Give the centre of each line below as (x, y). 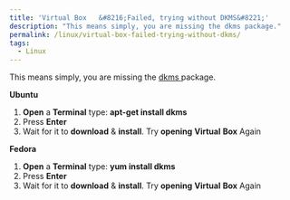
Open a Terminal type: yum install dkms (99, 167)
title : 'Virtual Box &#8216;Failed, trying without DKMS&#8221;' (140, 18)
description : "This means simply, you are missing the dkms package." (145, 26)
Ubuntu (24, 95)
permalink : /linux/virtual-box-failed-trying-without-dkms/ (126, 34)
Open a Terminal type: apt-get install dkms (105, 112)
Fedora (23, 149)
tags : (19, 43)
